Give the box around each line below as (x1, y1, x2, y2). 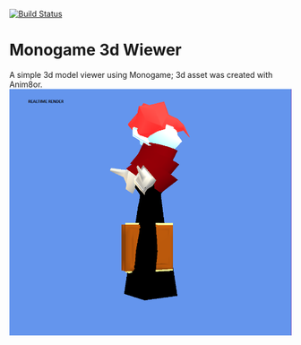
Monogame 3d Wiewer (9, 40, 182, 60)
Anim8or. (9, 79, 43, 90)
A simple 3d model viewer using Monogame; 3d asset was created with (9, 69, 273, 80)
